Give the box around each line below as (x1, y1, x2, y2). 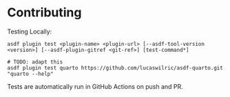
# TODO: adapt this (7, 58, 63, 66)
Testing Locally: (7, 27, 52, 36)
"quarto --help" (7, 70, 54, 77)
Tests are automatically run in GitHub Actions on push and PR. (7, 82, 184, 90)
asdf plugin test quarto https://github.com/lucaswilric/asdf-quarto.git (7, 64, 224, 71)
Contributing (7, 5, 82, 20)
